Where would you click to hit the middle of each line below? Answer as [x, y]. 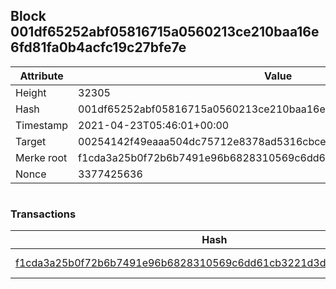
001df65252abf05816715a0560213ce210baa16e [165, 32]
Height [31, 92]
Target [31, 141]
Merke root [41, 157]
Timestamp [42, 125]
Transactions [43, 214]
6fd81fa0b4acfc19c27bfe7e [98, 47]
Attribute [41, 76]
